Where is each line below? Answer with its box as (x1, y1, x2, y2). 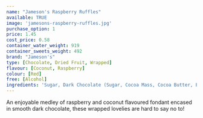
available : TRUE (6, 15, 47, 21)
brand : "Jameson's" (6, 54, 56, 60)
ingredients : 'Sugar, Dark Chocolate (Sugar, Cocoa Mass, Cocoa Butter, (6, 82, 193, 88)
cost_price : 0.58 (6, 37, 50, 43)
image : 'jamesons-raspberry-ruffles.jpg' (6, 20, 112, 26)
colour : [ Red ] (6, 71, 42, 77)
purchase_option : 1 (6, 25, 56, 32)
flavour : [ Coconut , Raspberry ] (6, 65, 85, 71)
